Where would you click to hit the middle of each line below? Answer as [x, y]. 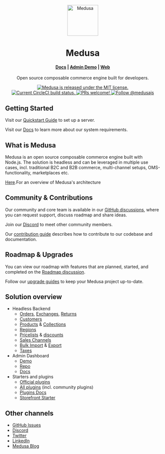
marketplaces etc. [51, 173]
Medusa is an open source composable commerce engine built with [74, 157]
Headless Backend [31, 309]
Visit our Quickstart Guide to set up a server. [50, 120]
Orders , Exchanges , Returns [48, 314]
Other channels [29, 413]
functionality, [18, 173]
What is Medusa [31, 145]
